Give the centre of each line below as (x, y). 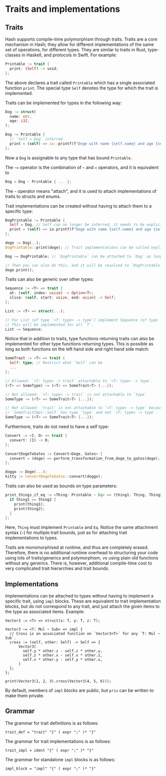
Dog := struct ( (21, 112)
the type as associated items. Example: (45, 612)
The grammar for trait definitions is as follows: (52, 723)
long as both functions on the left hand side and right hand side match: (77, 349)
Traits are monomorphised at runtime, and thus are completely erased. (77, 548)
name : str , (21, 116)
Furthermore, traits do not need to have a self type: (57, 427)
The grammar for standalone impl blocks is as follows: (60, 759)
